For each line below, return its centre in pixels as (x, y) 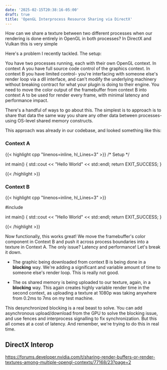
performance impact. (27, 100)
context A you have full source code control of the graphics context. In (78, 68)
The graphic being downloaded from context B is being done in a (79, 262)
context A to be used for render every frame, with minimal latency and (77, 95)
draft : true (17, 14)
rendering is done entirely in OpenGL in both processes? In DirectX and (78, 38)
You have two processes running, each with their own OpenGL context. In (81, 63)
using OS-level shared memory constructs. (49, 121)
